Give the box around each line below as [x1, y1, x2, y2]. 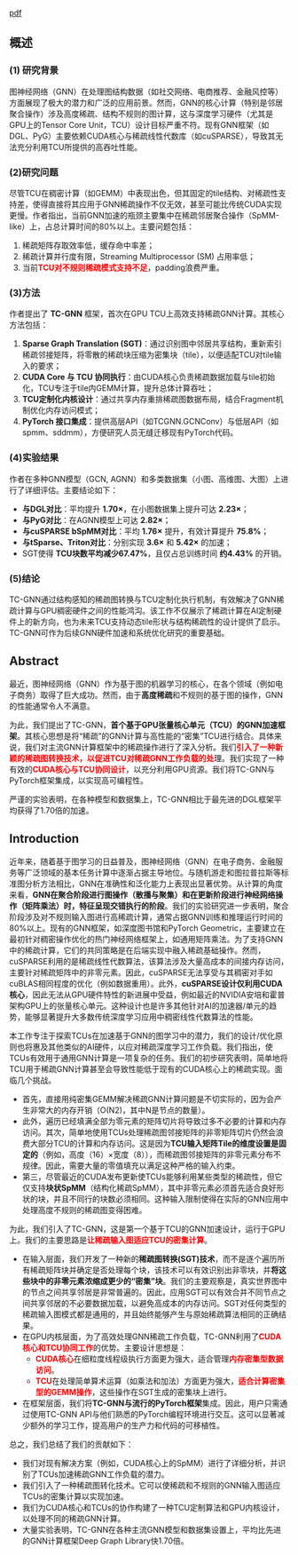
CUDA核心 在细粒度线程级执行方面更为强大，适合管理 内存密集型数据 [35, 1353, 284, 1364]
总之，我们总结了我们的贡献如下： [9, 1439, 134, 1449]
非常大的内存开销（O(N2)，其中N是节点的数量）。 [29, 1105, 210, 1115]
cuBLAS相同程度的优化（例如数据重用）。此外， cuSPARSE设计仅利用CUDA [9, 978, 283, 988]
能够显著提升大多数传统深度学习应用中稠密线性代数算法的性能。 [24, 1012, 258, 1022]
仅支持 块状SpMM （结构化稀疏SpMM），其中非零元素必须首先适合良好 [21, 1182, 277, 1193]
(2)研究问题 [9, 166, 59, 179]
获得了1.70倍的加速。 [16, 805, 95, 815]
